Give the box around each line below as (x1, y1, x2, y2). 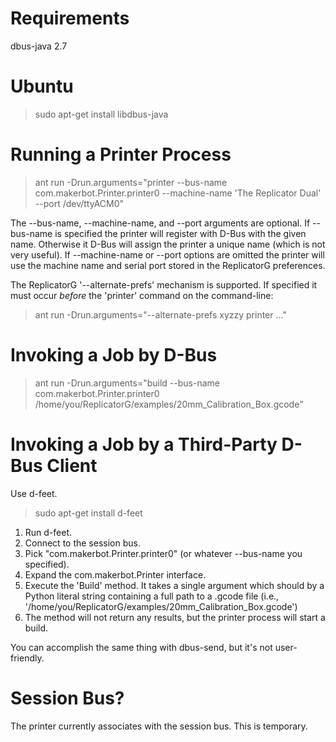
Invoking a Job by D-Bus (10, 344, 218, 366)
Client (46, 454, 98, 477)
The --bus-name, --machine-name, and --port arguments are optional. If (10, 217, 311, 229)
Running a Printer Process (10, 143, 232, 166)
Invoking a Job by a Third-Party (10, 433, 278, 456)
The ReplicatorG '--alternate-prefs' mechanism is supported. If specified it (10, 278, 318, 291)
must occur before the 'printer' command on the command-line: (10, 289, 274, 301)
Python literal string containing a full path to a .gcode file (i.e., (24, 590, 280, 602)
